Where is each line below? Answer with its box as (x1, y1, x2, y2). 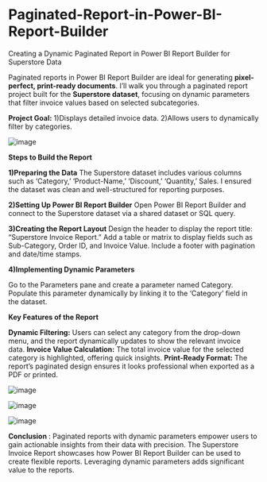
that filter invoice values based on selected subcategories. (8, 98, 200, 107)
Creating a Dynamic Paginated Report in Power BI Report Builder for (8, 48, 230, 58)
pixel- (234, 72, 254, 82)
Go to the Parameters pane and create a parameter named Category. (8, 280, 234, 289)
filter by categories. (8, 121, 73, 131)
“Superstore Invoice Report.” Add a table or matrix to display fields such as (8, 232, 253, 241)
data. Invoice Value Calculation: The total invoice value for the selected (8, 344, 244, 354)
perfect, (8, 81, 36, 91)
